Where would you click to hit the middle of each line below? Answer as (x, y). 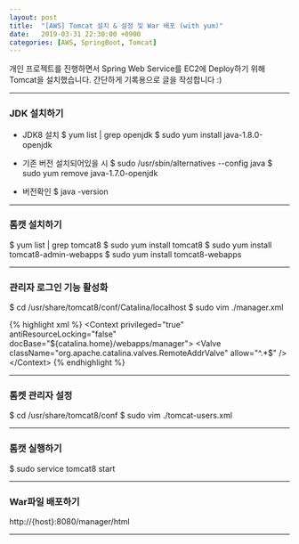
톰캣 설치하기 (36, 225)
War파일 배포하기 (44, 501)
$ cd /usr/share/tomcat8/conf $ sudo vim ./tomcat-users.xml (121, 416)
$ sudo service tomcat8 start (62, 468)
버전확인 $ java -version (65, 191)
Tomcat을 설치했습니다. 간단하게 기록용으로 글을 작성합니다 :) (116, 80)
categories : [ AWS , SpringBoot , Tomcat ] (83, 42)
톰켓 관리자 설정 (41, 395)
